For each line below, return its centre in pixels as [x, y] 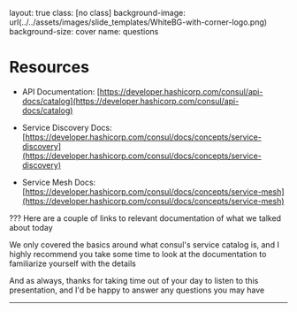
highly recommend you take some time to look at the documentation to [138, 254]
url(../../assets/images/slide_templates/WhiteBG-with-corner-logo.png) [138, 22]
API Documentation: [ [61, 91]
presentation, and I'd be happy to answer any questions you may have [137, 290]
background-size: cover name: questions [84, 31]
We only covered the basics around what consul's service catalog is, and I [145, 244]
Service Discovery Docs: [67, 127]
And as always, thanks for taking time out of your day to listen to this [134, 280]
